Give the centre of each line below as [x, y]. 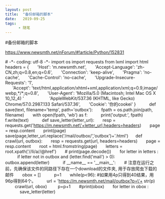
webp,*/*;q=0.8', [22, 93]
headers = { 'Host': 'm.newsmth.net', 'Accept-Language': [70, 67]
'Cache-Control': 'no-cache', [57, 78]
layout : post [18, 10]
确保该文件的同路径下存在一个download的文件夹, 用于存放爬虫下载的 [87, 169]
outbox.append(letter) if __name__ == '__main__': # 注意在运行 [78, 163]
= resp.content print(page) [36, 131]
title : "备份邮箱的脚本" [29, 14]
